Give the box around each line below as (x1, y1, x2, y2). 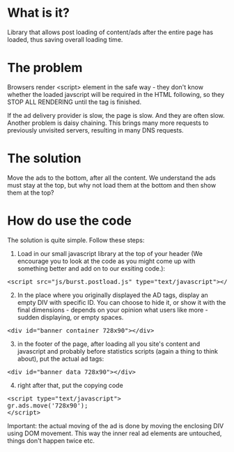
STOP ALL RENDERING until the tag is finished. (7, 98, 141, 106)
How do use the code (7, 213, 132, 228)
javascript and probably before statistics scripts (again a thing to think (17, 347, 218, 355)
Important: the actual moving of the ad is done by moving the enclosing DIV (7, 421, 224, 430)
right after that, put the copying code (17, 381, 123, 389)
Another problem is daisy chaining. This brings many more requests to (7, 119, 209, 127)
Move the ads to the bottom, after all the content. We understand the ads (7, 173, 216, 182)
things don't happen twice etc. (7, 436, 95, 444)
